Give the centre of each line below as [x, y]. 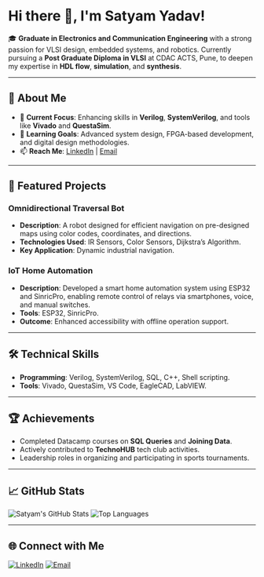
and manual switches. [55, 305]
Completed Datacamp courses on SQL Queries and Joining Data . [126, 441]
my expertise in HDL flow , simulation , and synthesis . [95, 66]
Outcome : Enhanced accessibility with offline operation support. [124, 321]
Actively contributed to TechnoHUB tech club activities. [110, 450]
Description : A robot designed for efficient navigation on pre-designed [134, 225]
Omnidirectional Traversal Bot [66, 209]
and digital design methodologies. [74, 142]
